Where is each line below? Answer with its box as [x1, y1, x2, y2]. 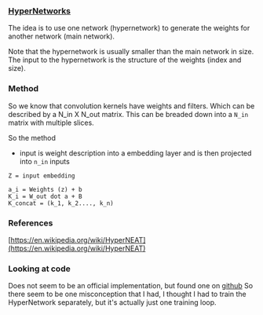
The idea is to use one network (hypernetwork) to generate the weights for [8, 24, 250, 33]
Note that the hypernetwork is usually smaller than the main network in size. [8, 47, 254, 57]
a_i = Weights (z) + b [8, 185, 82, 193]
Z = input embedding [8, 171, 76, 180]
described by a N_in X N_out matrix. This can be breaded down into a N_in [8, 109, 249, 119]
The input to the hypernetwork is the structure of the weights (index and [8, 55, 242, 64]
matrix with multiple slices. [8, 118, 94, 127]
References [8, 218, 53, 229]
